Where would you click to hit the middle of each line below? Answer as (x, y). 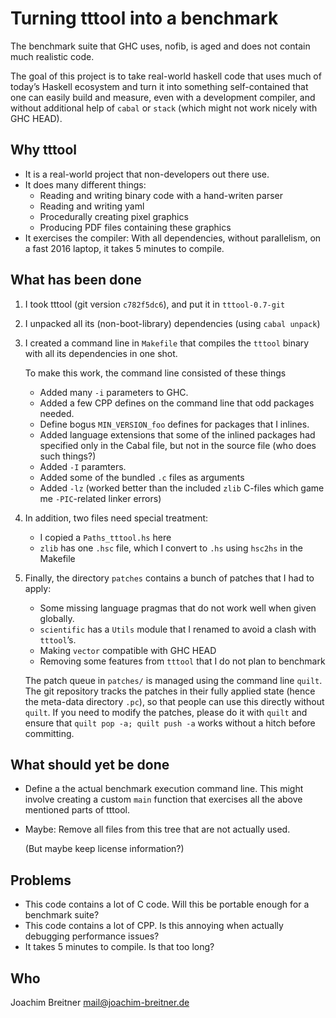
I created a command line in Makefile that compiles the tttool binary (167, 343)
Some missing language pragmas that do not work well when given (178, 608)
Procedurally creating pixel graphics (114, 216)
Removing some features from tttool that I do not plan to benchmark (182, 661)
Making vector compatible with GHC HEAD (128, 650)
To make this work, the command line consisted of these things (155, 373)
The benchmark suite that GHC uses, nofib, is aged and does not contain (160, 46)
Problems (41, 880)
